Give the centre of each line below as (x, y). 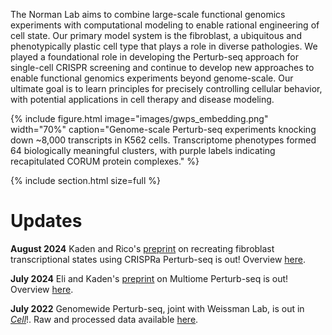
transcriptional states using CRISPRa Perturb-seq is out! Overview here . (158, 259)
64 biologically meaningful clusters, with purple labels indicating (143, 150)
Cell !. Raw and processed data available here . (104, 319)
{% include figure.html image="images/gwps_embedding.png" (139, 118)
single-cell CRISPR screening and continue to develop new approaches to (162, 67)
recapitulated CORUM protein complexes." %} (105, 161)
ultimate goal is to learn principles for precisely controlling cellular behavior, (166, 88)
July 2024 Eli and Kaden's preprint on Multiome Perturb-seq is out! (149, 278)
